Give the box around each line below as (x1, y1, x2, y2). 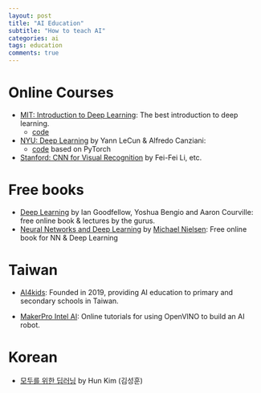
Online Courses (8, 83, 114, 102)
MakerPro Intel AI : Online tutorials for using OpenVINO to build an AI (19, 311, 245, 321)
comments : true (8, 49, 59, 57)
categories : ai (8, 34, 59, 43)
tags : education (8, 42, 63, 50)
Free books (8, 181, 84, 199)
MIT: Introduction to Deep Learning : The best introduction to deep (19, 110, 239, 120)
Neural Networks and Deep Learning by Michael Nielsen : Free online (19, 224, 247, 233)
